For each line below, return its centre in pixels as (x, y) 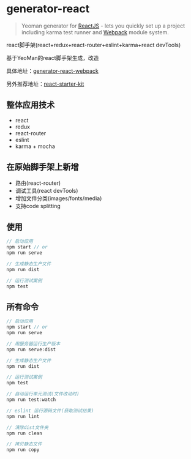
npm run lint (23, 416)
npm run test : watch (31, 400)
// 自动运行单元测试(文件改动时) (43, 394)
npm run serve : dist (31, 349)
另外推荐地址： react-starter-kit (45, 84)
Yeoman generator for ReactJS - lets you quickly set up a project (103, 26)
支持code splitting (38, 206)
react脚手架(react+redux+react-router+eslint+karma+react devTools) (94, 45)
